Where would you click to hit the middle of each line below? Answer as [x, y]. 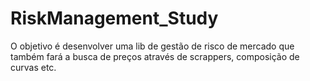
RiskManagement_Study [114, 18]
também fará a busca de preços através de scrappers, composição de [155, 56]
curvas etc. [33, 67]
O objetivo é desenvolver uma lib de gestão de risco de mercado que [152, 46]
